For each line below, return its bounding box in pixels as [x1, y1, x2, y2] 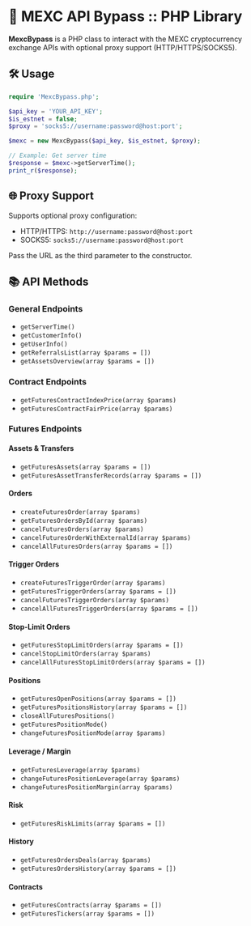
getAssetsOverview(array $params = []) [19, 358, 155, 366]
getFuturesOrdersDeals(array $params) [19, 856, 151, 864]
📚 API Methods [8, 274, 89, 288]
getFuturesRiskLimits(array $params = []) [19, 819, 166, 828]
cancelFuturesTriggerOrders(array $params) [19, 597, 170, 605]
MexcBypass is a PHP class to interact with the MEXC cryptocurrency [8, 34, 243, 44]
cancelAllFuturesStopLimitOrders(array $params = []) [19, 659, 206, 667]
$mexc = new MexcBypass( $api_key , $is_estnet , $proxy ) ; [8, 137, 201, 145]
